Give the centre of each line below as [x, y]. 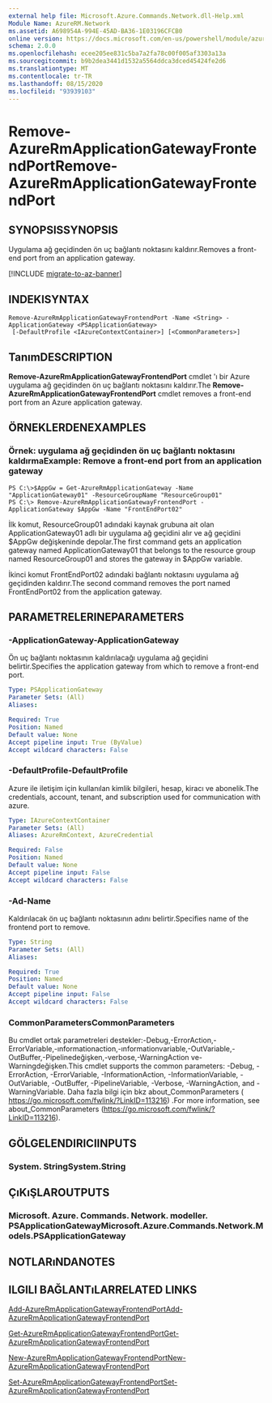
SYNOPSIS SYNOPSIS [64, 230]
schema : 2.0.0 [32, 46]
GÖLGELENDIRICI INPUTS [73, 1143]
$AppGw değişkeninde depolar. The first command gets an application [125, 541]
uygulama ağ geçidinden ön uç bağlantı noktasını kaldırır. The [110, 385]
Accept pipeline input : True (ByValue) [76, 742]
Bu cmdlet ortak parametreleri [58, 1040]
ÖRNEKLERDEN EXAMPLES [77, 428]
